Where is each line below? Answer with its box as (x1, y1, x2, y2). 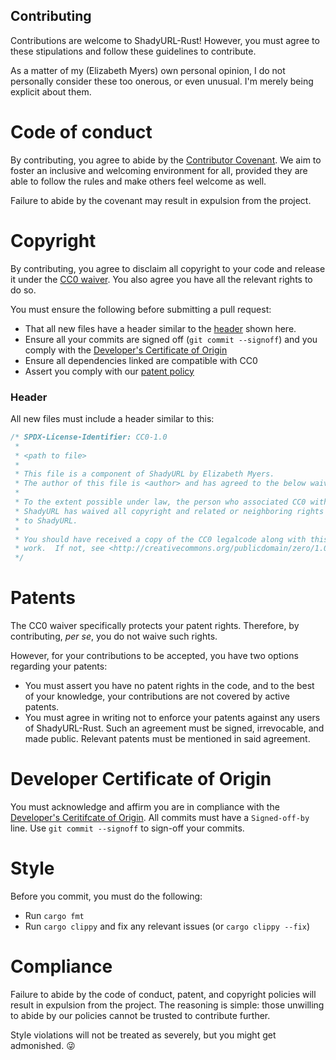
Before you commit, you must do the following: (10, 890, 203, 903)
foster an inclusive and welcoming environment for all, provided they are (10, 164, 308, 176)
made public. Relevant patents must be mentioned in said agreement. (24, 733, 311, 745)
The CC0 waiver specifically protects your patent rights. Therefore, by (10, 620, 300, 632)
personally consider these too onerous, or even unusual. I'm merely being (10, 75, 314, 87)
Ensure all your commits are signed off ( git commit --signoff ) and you (24, 333, 318, 345)
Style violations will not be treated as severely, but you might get (10, 1029, 277, 1041)
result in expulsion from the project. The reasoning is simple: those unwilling (10, 999, 325, 1011)
